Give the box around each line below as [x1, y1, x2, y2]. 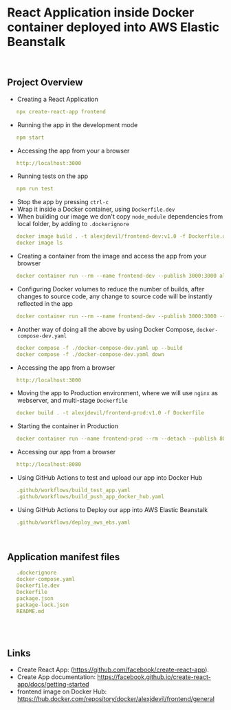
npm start [16, 134, 45, 141]
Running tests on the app [16, 172, 89, 180]
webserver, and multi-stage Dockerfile [16, 397, 129, 405]
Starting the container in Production [16, 422, 119, 430]
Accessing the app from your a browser [16, 146, 130, 155]
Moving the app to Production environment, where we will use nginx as [16, 389, 219, 397]
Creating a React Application [16, 95, 98, 103]
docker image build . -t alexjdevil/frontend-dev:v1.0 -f [16, 233, 186, 240]
